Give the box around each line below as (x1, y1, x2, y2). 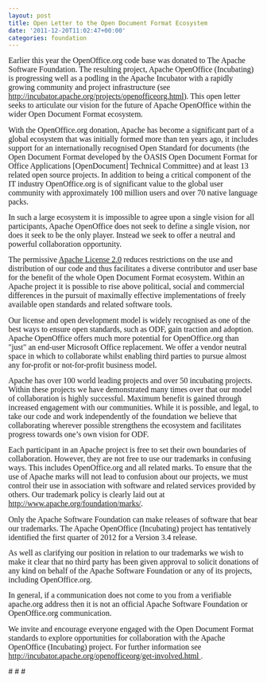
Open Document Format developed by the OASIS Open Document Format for (8, 152, 258, 162)
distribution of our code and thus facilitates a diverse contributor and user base (8, 264, 258, 273)
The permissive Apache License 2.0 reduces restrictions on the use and (8, 255, 233, 265)
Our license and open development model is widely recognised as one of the (8, 316, 250, 325)
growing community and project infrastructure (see (8, 83, 171, 92)
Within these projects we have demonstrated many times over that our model (8, 384, 253, 394)
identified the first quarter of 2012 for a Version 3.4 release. (8, 532, 198, 542)
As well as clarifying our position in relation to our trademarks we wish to (8, 547, 244, 558)
